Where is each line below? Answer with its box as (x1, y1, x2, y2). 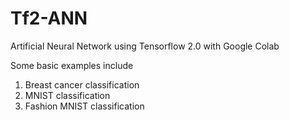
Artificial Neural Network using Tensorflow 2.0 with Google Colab (10, 40, 280, 52)
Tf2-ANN (10, 7, 88, 30)
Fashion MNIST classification (24, 100, 145, 112)
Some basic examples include (10, 59, 134, 71)
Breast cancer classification (24, 78, 140, 91)
